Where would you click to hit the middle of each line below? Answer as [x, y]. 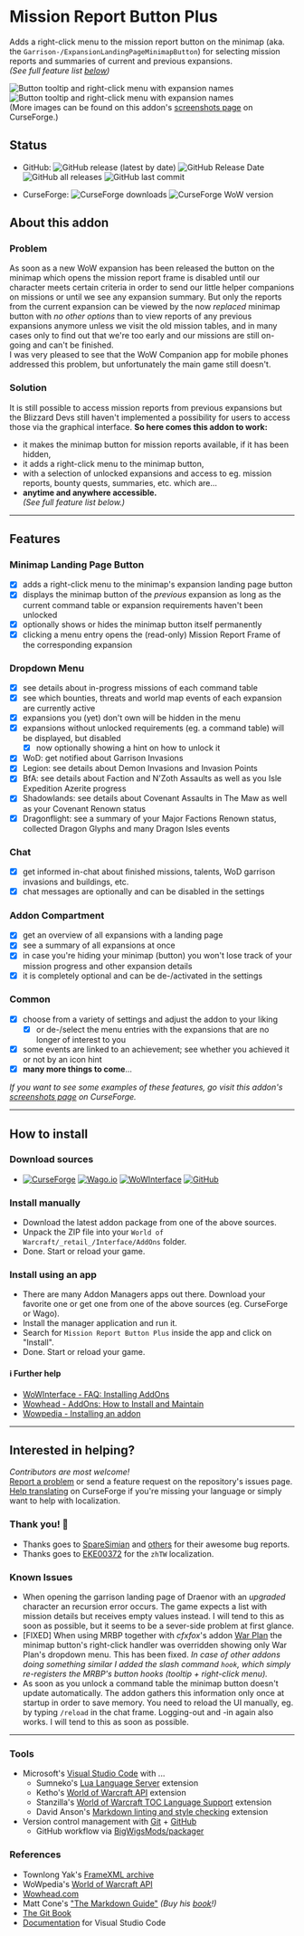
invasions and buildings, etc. [76, 882]
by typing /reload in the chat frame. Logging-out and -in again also [148, 1712]
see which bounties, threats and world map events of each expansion [152, 698]
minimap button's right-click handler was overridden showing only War [155, 1645]
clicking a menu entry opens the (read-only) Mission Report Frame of [152, 634]
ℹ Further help [35, 1373]
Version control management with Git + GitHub [109, 1822]
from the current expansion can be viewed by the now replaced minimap [145, 307]
